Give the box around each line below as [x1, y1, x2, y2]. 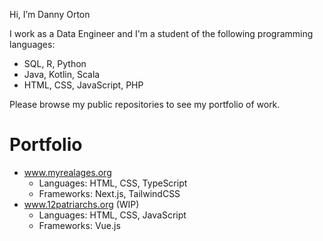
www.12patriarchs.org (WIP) [23, 198, 140, 210]
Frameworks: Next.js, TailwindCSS [38, 187, 181, 199]
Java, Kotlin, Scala [23, 69, 101, 80]
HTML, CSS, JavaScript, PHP [23, 79, 144, 91]
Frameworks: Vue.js [38, 219, 121, 231]
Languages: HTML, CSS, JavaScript [38, 209, 187, 221]
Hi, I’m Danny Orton [9, 9, 91, 20]
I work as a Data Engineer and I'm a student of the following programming [9, 28, 314, 39]
